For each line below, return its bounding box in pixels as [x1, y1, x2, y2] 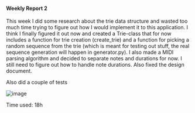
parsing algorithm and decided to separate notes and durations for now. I [6, 55, 183, 62]
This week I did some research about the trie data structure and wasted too [6, 18, 188, 25]
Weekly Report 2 [6, 5, 48, 12]
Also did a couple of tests [6, 79, 68, 86]
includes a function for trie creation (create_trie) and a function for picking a [6, 36, 189, 43]
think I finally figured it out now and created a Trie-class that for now [6, 30, 172, 37]
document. [6, 67, 32, 74]
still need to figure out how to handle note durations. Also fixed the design [6, 61, 184, 69]
